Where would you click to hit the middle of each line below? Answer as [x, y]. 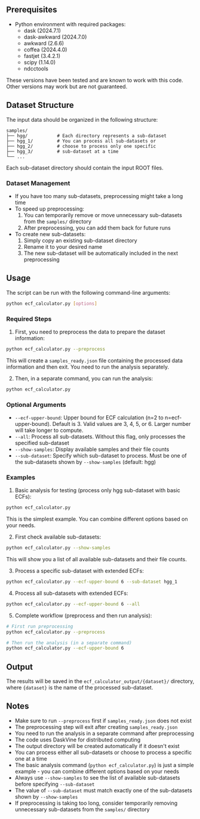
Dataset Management [38, 183]
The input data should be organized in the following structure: [82, 119]
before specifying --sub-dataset [55, 784]
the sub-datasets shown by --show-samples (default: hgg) [85, 462]
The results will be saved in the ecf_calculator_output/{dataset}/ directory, [100, 681]
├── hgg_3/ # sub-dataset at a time [62, 152]
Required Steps [29, 319]
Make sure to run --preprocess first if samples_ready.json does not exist [103, 721]
